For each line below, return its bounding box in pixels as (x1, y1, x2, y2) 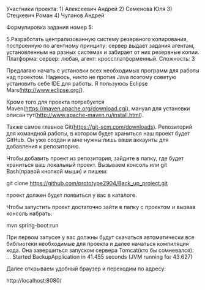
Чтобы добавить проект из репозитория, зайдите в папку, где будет (6, 155, 184, 162)
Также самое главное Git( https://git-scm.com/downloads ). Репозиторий (6, 123, 193, 131)
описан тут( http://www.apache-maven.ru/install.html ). (6, 112, 144, 118)
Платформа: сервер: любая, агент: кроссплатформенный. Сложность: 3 (6, 55, 195, 62)
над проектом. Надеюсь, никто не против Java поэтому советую (6, 74, 177, 80)
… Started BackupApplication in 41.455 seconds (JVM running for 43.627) (6, 253, 193, 260)
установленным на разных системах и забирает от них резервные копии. (6, 48, 199, 56)
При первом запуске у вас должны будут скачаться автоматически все (6, 234, 195, 241)
